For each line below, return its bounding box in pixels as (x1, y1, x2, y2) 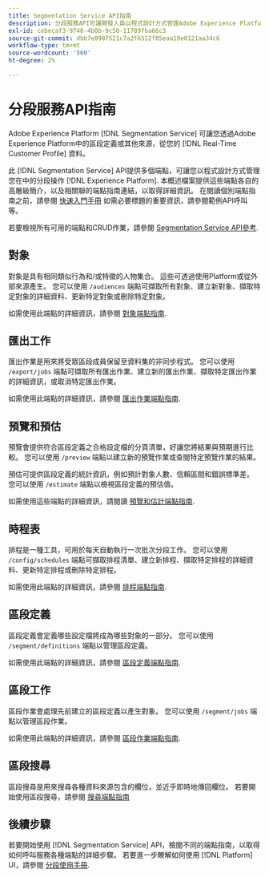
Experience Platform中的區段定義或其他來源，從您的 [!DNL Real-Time (8, 138, 237, 148)
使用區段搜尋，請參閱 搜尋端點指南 (14, 791, 130, 802)
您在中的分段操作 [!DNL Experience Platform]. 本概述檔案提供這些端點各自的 (8, 176, 259, 185)
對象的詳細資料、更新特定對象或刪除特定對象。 (14, 291, 170, 301)
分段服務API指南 (8, 101, 116, 119)
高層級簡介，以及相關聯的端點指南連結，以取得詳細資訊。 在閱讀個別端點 (8, 185, 249, 195)
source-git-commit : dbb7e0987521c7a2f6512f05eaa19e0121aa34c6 (8, 34, 220, 42)
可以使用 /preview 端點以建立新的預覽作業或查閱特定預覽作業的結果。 (30, 452, 261, 462)
